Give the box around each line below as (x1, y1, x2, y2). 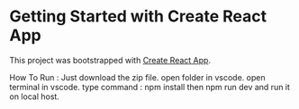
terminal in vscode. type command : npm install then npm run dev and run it (9, 81, 291, 92)
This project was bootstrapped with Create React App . (9, 54, 212, 65)
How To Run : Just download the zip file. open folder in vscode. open (9, 71, 266, 82)
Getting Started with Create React (9, 6, 267, 27)
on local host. (9, 91, 60, 102)
